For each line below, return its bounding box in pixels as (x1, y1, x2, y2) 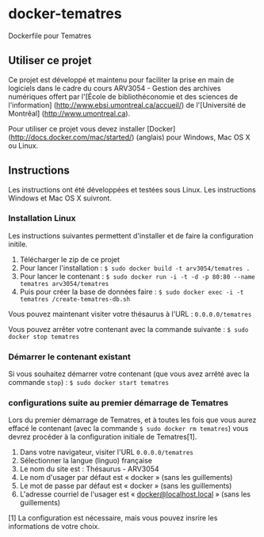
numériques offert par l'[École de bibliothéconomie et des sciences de (8, 92, 239, 101)
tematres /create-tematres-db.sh (19, 295, 131, 303)
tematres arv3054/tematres (19, 280, 109, 288)
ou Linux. (8, 140, 39, 150)
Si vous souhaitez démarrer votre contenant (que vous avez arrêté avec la (8, 369, 250, 379)
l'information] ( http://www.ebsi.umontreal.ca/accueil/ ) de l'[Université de (8, 100, 247, 109)
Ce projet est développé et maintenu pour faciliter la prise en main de (8, 74, 235, 84)
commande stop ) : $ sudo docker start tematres (8, 378, 169, 387)
